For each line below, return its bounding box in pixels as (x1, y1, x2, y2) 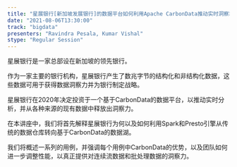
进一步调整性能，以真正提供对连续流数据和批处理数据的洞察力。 (7, 152, 193, 161)
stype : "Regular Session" (7, 37, 83, 44)
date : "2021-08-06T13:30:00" (7, 17, 93, 24)
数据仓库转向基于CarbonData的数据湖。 (19, 128, 135, 137)
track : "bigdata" (7, 23, 59, 30)
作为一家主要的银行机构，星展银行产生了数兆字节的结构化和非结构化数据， (7, 72, 224, 80)
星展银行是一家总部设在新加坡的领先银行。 (7, 57, 131, 66)
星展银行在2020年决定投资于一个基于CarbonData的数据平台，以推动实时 (7, 96, 219, 104)
